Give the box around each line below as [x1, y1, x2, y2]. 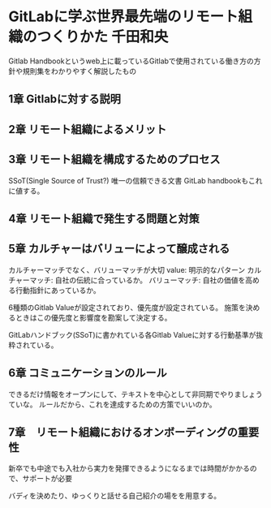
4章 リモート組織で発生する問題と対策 [8, 212, 200, 226]
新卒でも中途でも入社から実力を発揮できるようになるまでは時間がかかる [8, 463, 250, 473]
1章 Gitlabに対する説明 [8, 93, 122, 106]
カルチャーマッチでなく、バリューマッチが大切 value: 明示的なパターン [8, 265, 246, 274]
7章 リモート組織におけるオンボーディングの [8, 425, 238, 439]
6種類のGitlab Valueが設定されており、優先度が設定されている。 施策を [8, 302, 246, 312]
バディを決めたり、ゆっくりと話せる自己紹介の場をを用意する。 [8, 491, 222, 501]
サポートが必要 [22, 474, 73, 484]
